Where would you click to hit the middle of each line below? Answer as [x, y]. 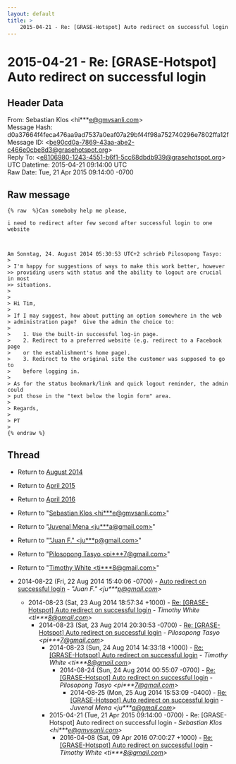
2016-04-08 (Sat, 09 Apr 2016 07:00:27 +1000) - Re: [136, 738]
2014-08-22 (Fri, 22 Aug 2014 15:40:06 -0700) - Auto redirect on [112, 581]
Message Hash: [30, 127]
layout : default [31, 14]
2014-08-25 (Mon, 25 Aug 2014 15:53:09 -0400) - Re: [149, 692]
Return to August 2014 [50, 472]
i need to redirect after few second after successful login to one [110, 223]
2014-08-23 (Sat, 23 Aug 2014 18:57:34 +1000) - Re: [105, 602]
